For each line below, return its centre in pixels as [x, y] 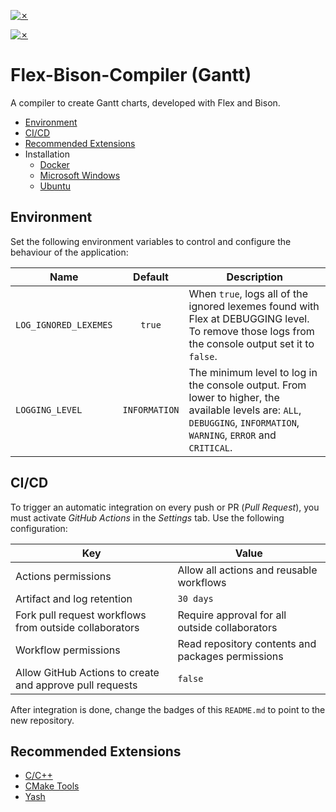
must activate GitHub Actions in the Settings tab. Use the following [147, 517]
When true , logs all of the [248, 293]
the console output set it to [251, 343]
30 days [195, 598]
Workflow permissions [68, 650]
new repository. [42, 720]
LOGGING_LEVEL [49, 409]
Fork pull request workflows [81, 615]
